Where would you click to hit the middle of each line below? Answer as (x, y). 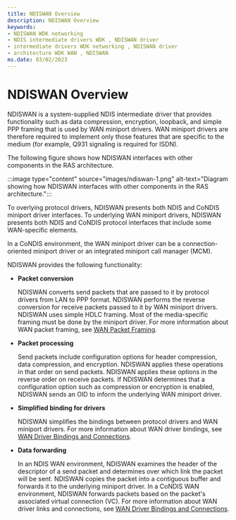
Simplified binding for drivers (61, 408)
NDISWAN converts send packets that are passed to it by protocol (113, 292)
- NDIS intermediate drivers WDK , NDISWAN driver (83, 40)
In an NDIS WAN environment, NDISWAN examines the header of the (117, 464)
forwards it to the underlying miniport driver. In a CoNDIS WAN (108, 486)
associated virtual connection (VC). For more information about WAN (117, 501)
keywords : (22, 27)
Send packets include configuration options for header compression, (117, 357)
